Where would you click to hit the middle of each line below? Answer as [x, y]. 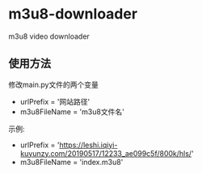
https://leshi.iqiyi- [88, 145]
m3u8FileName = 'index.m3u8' [72, 162]
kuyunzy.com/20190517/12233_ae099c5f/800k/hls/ [106, 153]
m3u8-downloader [73, 14]
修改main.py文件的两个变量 [53, 84]
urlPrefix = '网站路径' [55, 101]
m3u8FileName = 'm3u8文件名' [72, 111]
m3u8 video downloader [49, 36]
